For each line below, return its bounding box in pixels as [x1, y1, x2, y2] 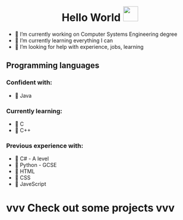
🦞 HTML [14, 168, 35, 175]
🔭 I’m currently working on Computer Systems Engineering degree [14, 30, 178, 38]
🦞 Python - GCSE [14, 162, 57, 169]
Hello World [61, 11, 121, 24]
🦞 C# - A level [14, 155, 49, 162]
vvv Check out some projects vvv [6, 202, 175, 215]
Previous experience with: [6, 141, 84, 150]
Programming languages [6, 60, 100, 71]
